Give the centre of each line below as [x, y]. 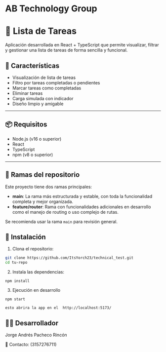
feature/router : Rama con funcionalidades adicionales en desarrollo [82, 207]
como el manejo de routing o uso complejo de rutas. [65, 212]
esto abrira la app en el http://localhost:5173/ [58, 308]
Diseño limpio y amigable [38, 104]
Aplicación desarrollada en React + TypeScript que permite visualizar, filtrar [82, 45]
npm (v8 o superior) [33, 155]
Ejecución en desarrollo [36, 290]
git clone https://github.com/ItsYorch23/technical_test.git [69, 258]
